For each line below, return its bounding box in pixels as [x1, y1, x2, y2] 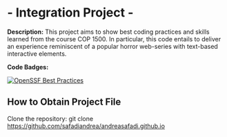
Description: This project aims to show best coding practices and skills [7, 28, 210, 36]
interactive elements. [7, 50, 67, 58]
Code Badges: [7, 63, 49, 71]
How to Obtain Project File [7, 96, 121, 108]
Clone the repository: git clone [7, 114, 94, 123]
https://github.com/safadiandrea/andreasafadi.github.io [7, 122, 166, 130]
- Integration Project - [7, 5, 134, 21]
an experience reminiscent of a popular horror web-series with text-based [7, 42, 219, 50]
